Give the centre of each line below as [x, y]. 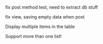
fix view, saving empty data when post [45, 17]
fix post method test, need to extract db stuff [51, 7]
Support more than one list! [33, 36]
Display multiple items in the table [40, 26]
